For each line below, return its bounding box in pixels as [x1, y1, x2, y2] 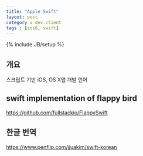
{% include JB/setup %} [6, 41, 64, 48]
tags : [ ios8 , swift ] [6, 25, 59, 31]
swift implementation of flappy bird [6, 93, 138, 103]
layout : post [6, 14, 38, 20]
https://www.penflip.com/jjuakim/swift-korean [6, 143, 117, 150]
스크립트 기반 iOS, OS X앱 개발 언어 [6, 76, 88, 83]
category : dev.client [6, 19, 62, 25]
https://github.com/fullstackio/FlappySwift [6, 109, 108, 116]
